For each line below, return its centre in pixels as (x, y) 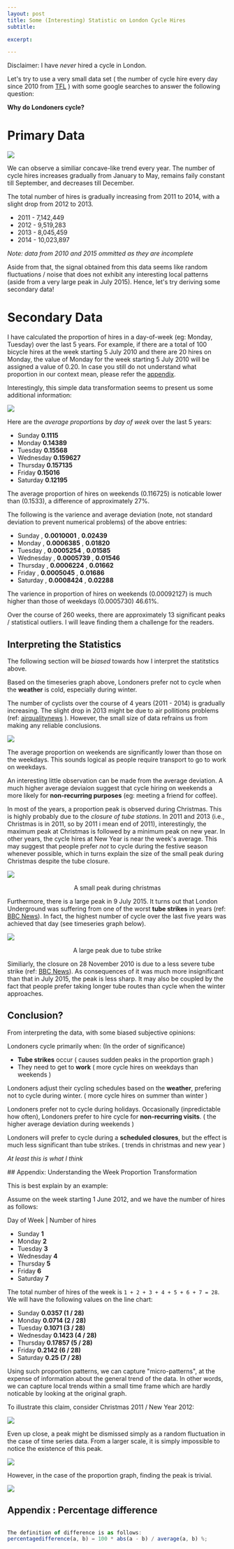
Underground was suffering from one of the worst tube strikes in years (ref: (117, 909)
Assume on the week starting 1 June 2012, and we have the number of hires (116, 1199)
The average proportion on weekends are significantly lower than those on (115, 752)
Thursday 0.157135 (45, 465)
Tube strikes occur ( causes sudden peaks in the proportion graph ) (115, 1059)
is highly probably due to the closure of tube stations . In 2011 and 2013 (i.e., (116, 816)
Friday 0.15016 (39, 472)
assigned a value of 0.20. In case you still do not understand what (102, 367)
